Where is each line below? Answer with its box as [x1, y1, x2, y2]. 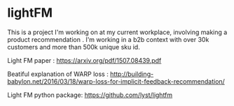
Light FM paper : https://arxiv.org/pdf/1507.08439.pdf [7, 56, 162, 64]
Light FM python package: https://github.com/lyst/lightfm [7, 91, 173, 99]
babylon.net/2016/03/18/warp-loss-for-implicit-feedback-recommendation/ [7, 77, 226, 85]
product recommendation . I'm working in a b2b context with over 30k [7, 35, 209, 43]
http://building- [109, 70, 154, 78]
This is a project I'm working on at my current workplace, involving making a [7, 28, 228, 36]
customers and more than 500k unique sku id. [7, 43, 140, 51]
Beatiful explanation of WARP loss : [7, 70, 109, 78]
